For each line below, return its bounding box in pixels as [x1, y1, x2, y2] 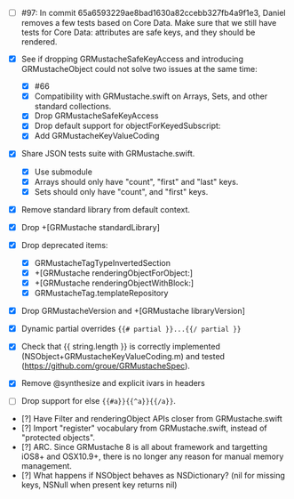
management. [20, 461, 73, 471]
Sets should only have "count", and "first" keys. [34, 186, 209, 197]
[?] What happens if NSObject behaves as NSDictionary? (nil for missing [20, 471, 286, 481]
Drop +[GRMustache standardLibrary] [20, 221, 161, 232]
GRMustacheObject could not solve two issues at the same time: [20, 64, 258, 75]
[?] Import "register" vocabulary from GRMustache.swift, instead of [20, 423, 267, 434]
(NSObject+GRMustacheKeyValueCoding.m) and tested [20, 351, 226, 362]
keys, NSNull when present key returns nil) [20, 479, 178, 490]
